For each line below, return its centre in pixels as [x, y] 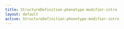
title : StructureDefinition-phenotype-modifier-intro [61, 10]
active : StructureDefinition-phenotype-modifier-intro [62, 19]
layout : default [22, 14]
